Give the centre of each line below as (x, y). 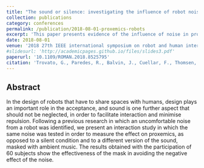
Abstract (23, 87)
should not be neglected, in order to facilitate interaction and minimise (94, 115)
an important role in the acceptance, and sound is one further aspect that (98, 108)
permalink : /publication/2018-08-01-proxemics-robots (76, 29)
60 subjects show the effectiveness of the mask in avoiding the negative (97, 153)
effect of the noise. (30, 160)
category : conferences (35, 23)
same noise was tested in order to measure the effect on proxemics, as (95, 134)
